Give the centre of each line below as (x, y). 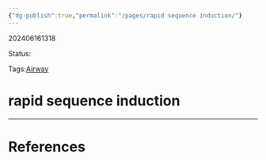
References (47, 147)
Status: (20, 53)
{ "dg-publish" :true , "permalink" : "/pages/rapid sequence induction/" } (125, 15)
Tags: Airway (28, 69)
